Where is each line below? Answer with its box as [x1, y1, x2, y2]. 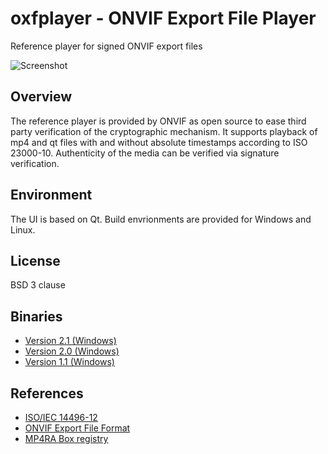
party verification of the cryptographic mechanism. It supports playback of [10, 125, 318, 137]
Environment [10, 187, 93, 204]
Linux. [10, 223, 36, 236]
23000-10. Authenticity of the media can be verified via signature [10, 147, 280, 159]
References [10, 385, 84, 402]
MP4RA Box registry [24, 433, 109, 444]
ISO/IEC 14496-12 [24, 412, 98, 423]
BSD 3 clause [10, 279, 66, 291]
